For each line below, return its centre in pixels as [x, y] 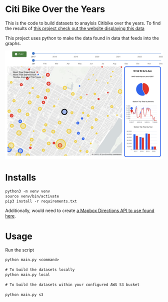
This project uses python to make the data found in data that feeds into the [82, 38]
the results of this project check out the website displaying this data [75, 28]
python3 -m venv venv [28, 191]
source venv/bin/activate [32, 196]
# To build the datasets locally [40, 270]
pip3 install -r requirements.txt [41, 201]
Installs [21, 177]
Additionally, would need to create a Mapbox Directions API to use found [80, 210]
